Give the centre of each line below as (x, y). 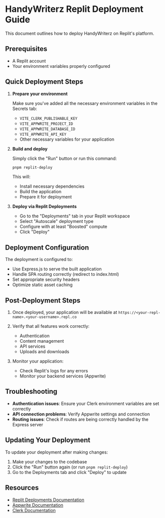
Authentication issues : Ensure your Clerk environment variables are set (86, 403)
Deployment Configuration (47, 247)
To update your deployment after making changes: (57, 452)
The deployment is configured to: (39, 259)
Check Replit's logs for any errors (54, 371)
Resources (22, 488)
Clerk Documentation (34, 510)
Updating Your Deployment (48, 440)
